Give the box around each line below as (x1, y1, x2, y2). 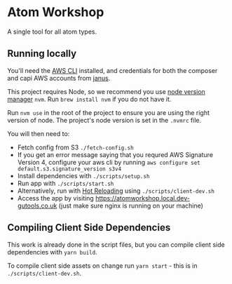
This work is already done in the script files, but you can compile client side (7, 240, 226, 249)
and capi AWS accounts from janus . (7, 74, 111, 82)
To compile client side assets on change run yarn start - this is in (7, 261, 198, 270)
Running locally (7, 48, 77, 60)
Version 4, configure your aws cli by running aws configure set (17, 158, 201, 166)
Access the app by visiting (17, 194, 95, 202)
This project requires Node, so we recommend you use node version (7, 87, 205, 95)
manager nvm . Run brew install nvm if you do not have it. (7, 95, 172, 103)
